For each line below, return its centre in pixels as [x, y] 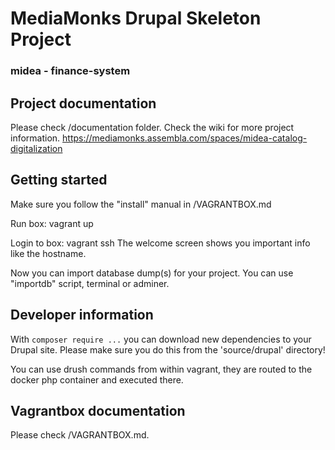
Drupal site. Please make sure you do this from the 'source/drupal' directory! [168, 349]
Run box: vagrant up [52, 223]
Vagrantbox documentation [98, 410]
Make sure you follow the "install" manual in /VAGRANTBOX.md [141, 204]
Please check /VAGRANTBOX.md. [80, 435]
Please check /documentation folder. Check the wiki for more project [152, 127]
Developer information [82, 315]
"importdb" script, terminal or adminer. [90, 283]
